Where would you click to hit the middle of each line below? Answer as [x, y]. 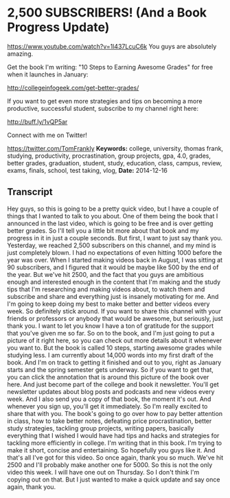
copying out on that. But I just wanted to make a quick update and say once [114, 479]
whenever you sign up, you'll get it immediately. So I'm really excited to [107, 406]
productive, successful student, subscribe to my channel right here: [103, 108]
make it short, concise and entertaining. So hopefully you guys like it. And [111, 450]
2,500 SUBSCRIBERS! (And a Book [107, 13]
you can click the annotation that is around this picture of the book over [108, 377]
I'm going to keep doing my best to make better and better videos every [108, 304]
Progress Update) [58, 27]
